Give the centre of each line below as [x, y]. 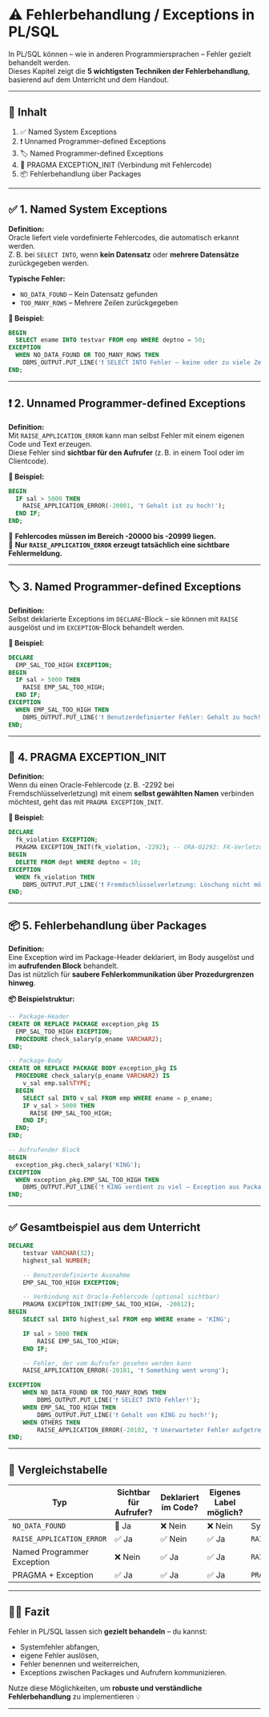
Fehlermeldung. [35, 553]
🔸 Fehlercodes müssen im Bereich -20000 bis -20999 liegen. [112, 536]
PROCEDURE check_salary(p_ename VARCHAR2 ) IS [93, 1076]
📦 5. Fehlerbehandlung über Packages [107, 925]
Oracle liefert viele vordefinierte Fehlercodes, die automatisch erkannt [124, 237]
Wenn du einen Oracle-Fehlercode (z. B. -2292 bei [91, 785]
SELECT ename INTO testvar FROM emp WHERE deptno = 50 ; [110, 340]
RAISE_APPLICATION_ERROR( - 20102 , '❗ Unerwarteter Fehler [133, 1430]
